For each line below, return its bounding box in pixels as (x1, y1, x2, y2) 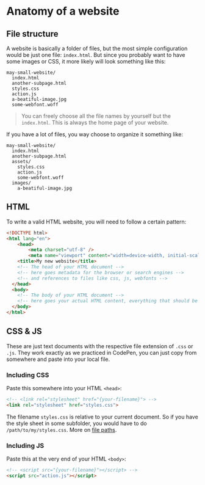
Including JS (6, 441, 45, 450)
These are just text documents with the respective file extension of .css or (6, 342, 193, 349)
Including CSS (6, 371, 49, 379)
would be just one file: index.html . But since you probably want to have (6, 51, 185, 59)
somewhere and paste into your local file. (6, 356, 110, 363)
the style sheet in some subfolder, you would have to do (6, 420, 148, 427)
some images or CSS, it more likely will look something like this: (6, 58, 166, 65)
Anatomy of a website (6, 4, 120, 18)
